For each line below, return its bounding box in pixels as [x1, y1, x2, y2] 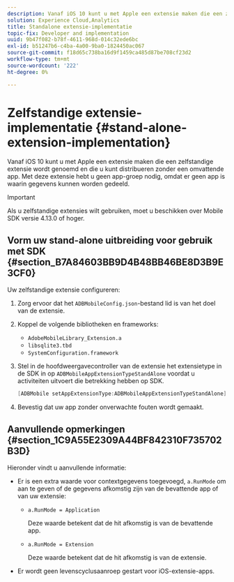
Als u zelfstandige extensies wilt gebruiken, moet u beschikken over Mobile [7, 207, 224, 215]
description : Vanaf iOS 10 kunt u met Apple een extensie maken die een [7, 10, 223, 17]
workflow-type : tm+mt [7, 56, 70, 63]
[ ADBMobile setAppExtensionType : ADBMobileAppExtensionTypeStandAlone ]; [17, 390, 230, 398]
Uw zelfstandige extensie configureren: [7, 285, 120, 294]
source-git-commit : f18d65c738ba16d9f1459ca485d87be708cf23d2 [7, 50, 192, 57]
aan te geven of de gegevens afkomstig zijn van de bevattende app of [17, 484, 219, 493]
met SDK [7, 245, 47, 257]
